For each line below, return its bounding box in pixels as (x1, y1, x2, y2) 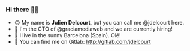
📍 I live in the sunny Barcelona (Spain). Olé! (14, 32, 121, 39)
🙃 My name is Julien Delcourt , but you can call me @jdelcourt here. (14, 19, 185, 26)
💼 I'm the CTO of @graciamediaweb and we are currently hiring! (14, 25, 173, 32)
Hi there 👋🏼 (5, 5, 39, 14)
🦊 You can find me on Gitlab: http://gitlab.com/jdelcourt (14, 38, 151, 46)
